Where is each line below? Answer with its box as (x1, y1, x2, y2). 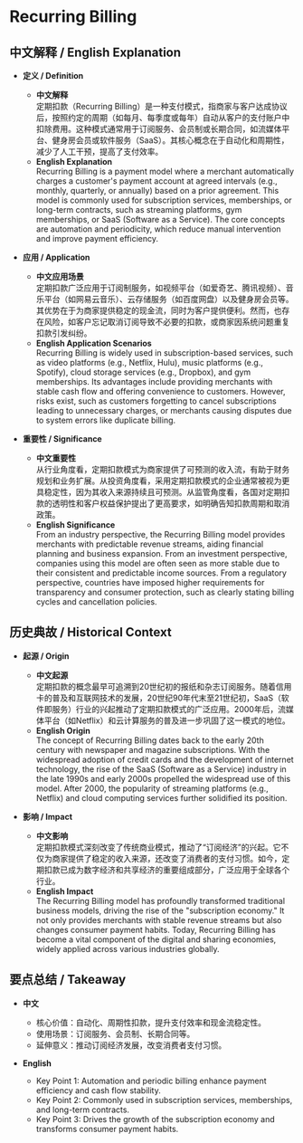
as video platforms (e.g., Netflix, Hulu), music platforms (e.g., (35, 357, 264, 367)
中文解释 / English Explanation (9, 44, 182, 60)
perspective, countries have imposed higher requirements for (35, 577, 265, 587)
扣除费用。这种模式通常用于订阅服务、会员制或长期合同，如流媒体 (35, 124, 282, 134)
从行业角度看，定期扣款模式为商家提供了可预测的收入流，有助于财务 (35, 464, 290, 474)
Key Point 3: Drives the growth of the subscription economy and (35, 1113, 275, 1124)
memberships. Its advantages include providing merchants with (35, 376, 273, 386)
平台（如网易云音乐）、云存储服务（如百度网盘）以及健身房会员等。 (43, 294, 294, 304)
